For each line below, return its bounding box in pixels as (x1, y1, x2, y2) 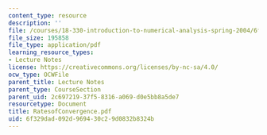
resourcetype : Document (8, 100, 87, 108)
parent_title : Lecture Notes (8, 78, 105, 86)
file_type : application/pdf (8, 41, 102, 49)
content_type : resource (8, 11, 87, 20)
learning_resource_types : (8, 48, 94, 56)
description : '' (8, 19, 62, 27)
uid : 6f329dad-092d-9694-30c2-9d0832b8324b (8, 115, 155, 123)
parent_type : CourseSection (8, 85, 102, 94)
